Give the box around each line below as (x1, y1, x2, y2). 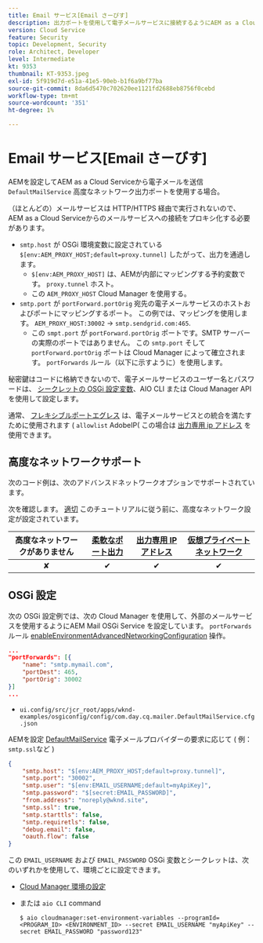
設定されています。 (21, 514, 84, 523)
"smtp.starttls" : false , (22, 810, 103, 819)
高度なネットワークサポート (8, 455, 142, 469)
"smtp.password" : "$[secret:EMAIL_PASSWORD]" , (22, 789, 177, 797)
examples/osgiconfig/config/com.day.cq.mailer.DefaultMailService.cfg (19, 712, 255, 721)
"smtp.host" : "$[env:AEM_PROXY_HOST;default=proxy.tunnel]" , (22, 767, 225, 775)
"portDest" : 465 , (22, 668, 79, 676)
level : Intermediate (8, 56, 76, 64)
